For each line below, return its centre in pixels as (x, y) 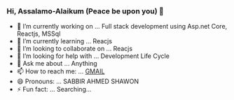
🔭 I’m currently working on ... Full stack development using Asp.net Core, (122, 27)
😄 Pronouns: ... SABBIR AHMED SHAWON (78, 81)
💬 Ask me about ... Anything (57, 64)
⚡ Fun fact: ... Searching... (54, 90)
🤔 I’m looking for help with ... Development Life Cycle (93, 56)
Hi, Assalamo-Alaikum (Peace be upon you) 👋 (85, 11)
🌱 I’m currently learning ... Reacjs (64, 41)
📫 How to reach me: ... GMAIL (61, 71)
